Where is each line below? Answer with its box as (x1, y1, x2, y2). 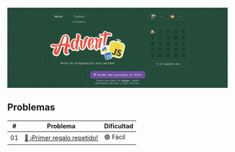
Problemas (7, 102, 56, 114)
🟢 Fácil (104, 132, 126, 141)
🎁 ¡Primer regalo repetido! (24, 134, 99, 142)
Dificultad (104, 122, 134, 130)
